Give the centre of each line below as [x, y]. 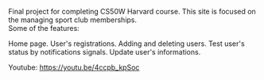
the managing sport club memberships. [73, 20]
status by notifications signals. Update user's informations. [105, 52]
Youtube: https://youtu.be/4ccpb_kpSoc [74, 67]
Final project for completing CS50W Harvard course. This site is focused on [132, 11]
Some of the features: [44, 28]
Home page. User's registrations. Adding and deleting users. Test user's [126, 44]
